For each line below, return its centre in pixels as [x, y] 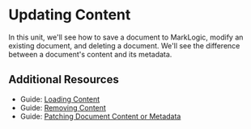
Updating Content [70, 15]
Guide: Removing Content [63, 107]
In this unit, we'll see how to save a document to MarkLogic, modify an [126, 37]
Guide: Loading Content [60, 99]
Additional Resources [64, 79]
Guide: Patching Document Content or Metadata [100, 116]
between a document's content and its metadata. [90, 54]
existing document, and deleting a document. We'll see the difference [124, 45]
